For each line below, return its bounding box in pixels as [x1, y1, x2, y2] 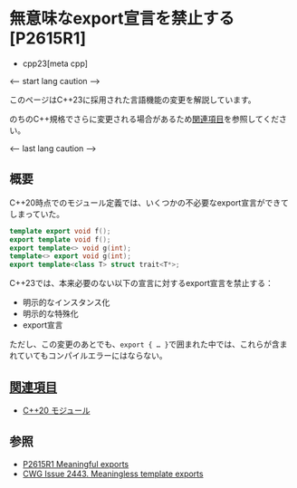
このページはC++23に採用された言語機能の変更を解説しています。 [9, 94, 256, 105]
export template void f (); [9, 234, 111, 244]
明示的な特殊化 [22, 309, 79, 320]
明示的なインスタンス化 [22, 297, 110, 308]
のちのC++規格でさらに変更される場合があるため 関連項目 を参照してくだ [9, 113, 279, 124]
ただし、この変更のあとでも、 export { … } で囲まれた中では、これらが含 [9, 339, 281, 349]
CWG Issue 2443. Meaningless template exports [22, 468, 204, 479]
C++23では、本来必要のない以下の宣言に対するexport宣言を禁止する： [9, 278, 273, 289]
